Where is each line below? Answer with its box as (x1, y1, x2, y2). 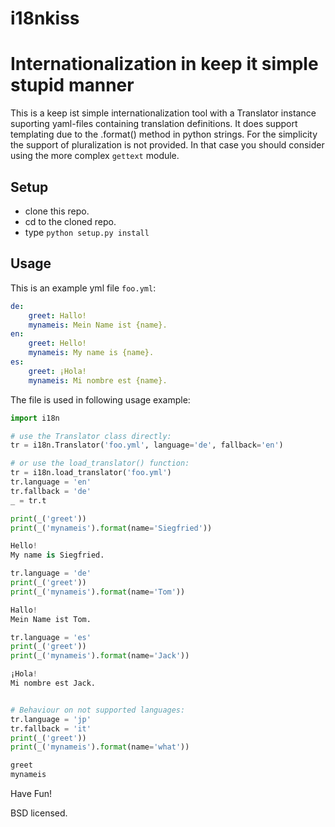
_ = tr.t (10, 495, 47, 506)
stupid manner (10, 74, 135, 97)
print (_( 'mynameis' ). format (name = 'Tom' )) (10, 587, 186, 597)
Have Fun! (10, 788, 53, 799)
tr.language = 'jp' (10, 714, 92, 724)
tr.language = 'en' (10, 477, 92, 487)
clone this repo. (24, 205, 90, 217)
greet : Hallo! (28, 310, 87, 321)
